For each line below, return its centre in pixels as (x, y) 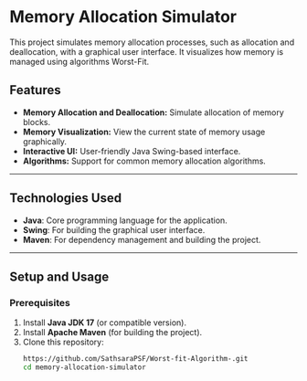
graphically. (44, 141)
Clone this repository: (63, 342)
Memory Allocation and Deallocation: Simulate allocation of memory (153, 112)
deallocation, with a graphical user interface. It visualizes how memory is (147, 51)
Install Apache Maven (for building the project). (112, 333)
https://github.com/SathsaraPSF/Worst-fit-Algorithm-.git (135, 359)
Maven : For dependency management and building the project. (142, 239)
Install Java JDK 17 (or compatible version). (105, 323)
